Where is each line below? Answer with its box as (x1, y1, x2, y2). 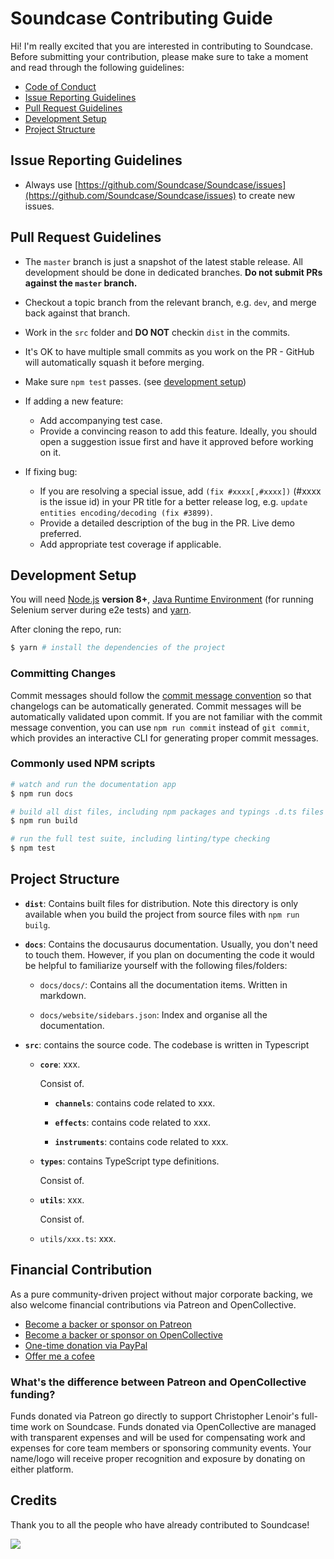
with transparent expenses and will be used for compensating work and (10, 1432, 306, 1444)
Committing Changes (10, 667, 117, 681)
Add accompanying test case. (39, 414, 163, 426)
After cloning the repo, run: (10, 623, 122, 636)
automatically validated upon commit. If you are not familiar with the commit (10, 710, 323, 722)
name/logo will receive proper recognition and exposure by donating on (10, 1453, 306, 1465)
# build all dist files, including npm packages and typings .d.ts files (10, 807, 325, 817)
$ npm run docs (10, 788, 74, 799)
